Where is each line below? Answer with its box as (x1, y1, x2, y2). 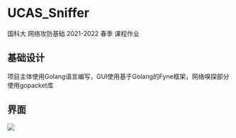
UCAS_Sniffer (7, 5, 90, 21)
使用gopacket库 (7, 81, 54, 89)
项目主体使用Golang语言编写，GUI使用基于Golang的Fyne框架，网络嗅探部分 (7, 72, 230, 81)
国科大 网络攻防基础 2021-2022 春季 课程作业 (7, 29, 140, 38)
